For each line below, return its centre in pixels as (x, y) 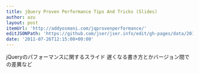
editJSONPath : (24, 34)
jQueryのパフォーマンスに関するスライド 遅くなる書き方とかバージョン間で (98, 57)
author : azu (21, 17)
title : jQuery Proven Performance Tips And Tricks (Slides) (82, 12)
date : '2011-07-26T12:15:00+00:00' (50, 39)
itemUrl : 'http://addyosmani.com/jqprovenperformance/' (76, 28)
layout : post (22, 23)
